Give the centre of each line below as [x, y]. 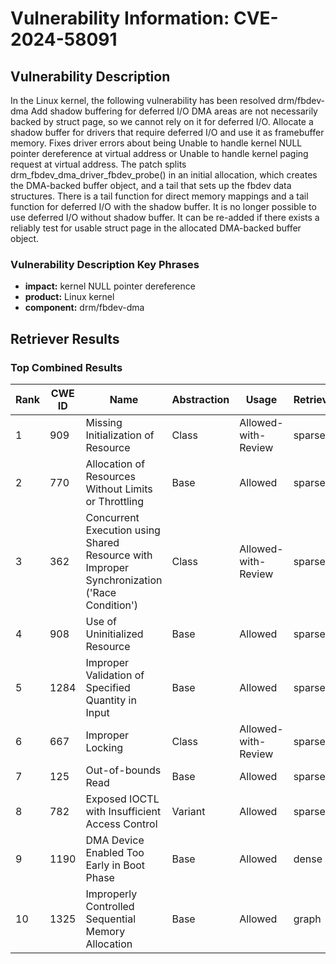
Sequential [111, 919]
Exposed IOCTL [122, 799]
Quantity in [111, 700]
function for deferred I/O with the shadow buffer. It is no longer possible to [163, 206]
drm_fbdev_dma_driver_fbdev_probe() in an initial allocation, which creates [164, 175]
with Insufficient [123, 811]
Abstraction [200, 399]
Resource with [119, 555]
